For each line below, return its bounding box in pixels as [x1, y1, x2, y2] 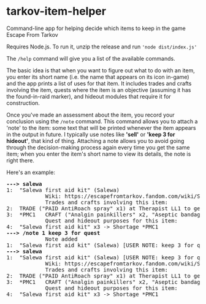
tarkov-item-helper [6, 4, 106, 18]
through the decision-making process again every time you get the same [6, 143, 190, 151]
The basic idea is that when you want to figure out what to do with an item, [6, 66, 195, 74]
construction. [6, 99, 40, 107]
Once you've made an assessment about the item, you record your [6, 111, 175, 118]
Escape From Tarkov [6, 31, 58, 38]
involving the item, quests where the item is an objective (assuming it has [6, 86, 191, 93]
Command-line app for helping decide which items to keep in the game [6, 25, 186, 32]
